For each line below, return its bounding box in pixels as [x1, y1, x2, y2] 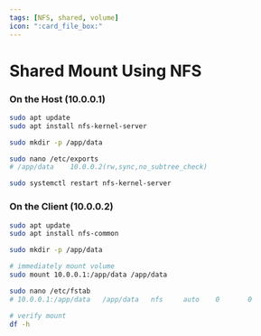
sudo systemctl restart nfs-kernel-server [9, 179, 172, 188]
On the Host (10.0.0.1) [9, 92, 106, 105]
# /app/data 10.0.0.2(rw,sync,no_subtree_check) [9, 163, 208, 172]
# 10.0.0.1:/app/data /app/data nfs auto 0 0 [9, 294, 253, 303]
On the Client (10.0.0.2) [9, 201, 115, 213]
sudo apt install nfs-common [9, 229, 119, 238]
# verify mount [9, 311, 67, 321]
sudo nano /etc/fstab [9, 286, 91, 295]
